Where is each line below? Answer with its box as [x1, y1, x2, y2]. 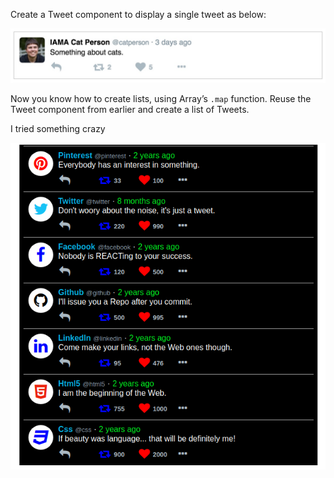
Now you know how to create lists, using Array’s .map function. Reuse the [10, 92, 312, 104]
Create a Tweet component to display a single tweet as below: [10, 9, 267, 20]
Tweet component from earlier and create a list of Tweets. [10, 103, 250, 115]
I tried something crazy [10, 122, 106, 134]
